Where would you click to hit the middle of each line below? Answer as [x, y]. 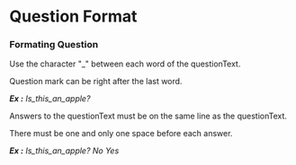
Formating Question [54, 45]
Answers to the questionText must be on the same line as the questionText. [148, 116]
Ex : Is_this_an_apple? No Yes [64, 151]
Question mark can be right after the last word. [96, 82]
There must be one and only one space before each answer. [121, 134]
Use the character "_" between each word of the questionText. [125, 64]
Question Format [73, 17]
